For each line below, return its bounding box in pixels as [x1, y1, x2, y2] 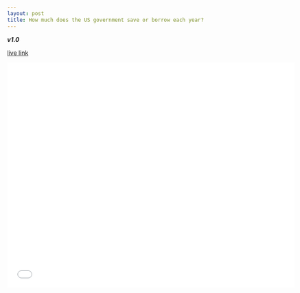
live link [7, 49, 29, 57]
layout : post [7, 10, 45, 17]
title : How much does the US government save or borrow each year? [7, 16, 205, 23]
